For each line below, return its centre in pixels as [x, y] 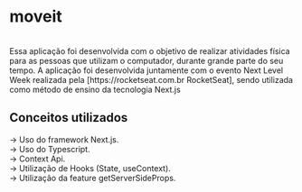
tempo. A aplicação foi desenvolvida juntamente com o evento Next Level [146, 70]
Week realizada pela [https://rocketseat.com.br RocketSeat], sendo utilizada [151, 79]
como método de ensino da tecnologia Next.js [95, 89]
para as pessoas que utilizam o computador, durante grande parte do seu [146, 60]
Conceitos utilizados [69, 118]
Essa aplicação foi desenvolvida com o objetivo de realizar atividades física [150, 50]
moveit [36, 17]
